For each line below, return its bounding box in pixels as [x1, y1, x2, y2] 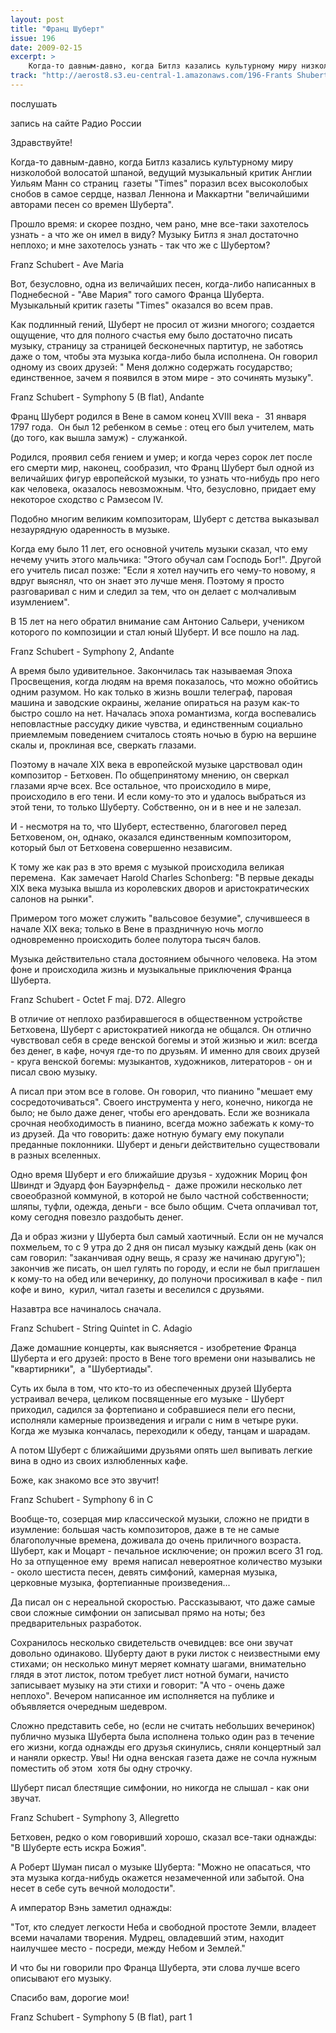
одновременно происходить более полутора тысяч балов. [10, 933, 262, 945]
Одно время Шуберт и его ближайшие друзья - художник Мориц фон [10, 1168, 308, 1180]
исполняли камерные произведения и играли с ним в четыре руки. [10, 1414, 299, 1426]
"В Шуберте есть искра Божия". [10, 1841, 147, 1853]
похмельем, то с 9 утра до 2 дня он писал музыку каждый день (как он [10, 1241, 317, 1253]
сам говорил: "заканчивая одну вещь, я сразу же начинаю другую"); [10, 1251, 306, 1263]
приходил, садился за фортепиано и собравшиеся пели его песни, [10, 1403, 297, 1415]
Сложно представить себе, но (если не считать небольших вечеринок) [10, 1719, 316, 1731]
